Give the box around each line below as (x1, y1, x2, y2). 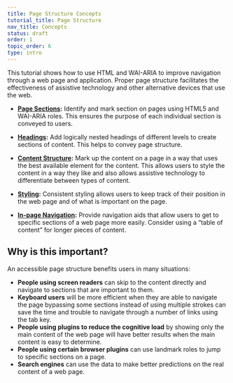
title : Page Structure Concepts (7, 10, 101, 18)
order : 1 (7, 36, 33, 43)
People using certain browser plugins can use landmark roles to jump (17, 344, 221, 354)
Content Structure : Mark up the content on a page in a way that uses (17, 153, 218, 162)
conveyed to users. (17, 119, 73, 127)
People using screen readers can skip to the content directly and (17, 278, 206, 286)
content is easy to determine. (17, 337, 102, 346)
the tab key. (17, 315, 52, 323)
